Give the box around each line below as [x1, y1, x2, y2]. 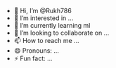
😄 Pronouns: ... [13, 46, 60, 55]
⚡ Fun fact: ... [13, 54, 53, 62]
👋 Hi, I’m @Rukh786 [13, 7, 72, 15]
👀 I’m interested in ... [13, 14, 74, 22]
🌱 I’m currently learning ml [13, 22, 91, 29]
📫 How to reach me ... [13, 37, 79, 44]
